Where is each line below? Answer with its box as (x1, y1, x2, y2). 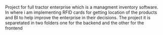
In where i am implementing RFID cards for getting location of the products (5, 9, 157, 15)
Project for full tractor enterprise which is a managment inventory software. (5, 4, 159, 10)
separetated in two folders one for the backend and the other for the (5, 20, 144, 26)
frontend (5, 25, 23, 31)
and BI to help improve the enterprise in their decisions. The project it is (5, 15, 151, 20)
